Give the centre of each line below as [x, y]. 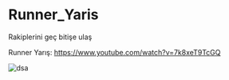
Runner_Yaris [53, 15]
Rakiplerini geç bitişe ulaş [50, 37]
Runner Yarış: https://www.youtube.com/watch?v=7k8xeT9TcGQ [114, 52]
